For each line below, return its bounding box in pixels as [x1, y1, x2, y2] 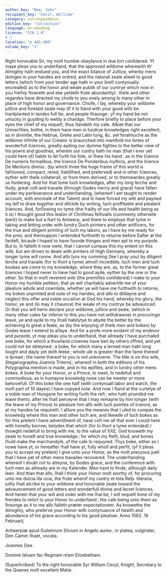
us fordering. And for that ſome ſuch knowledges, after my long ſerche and [5, 180, 157, 186]
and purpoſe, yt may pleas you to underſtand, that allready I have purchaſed [5, 333, 160, 339]
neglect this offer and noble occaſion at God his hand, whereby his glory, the [5, 295, 162, 301]
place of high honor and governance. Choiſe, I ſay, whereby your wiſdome [5, 100, 155, 106]
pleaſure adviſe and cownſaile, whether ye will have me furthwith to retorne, [5, 285, 159, 291]
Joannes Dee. [5, 542, 34, 548]
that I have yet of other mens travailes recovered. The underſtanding [5, 454, 145, 460]
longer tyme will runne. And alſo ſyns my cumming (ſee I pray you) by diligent [5, 253, 162, 259]
